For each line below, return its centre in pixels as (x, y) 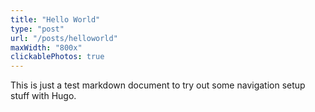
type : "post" (37, 29)
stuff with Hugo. (43, 96)
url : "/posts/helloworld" (64, 38)
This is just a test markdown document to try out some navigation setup (158, 85)
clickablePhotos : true (57, 57)
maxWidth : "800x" (46, 47)
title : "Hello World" (55, 19)
